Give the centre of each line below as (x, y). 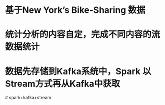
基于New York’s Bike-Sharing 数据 (75, 10)
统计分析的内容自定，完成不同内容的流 (83, 35)
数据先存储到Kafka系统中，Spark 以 (78, 71)
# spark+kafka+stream (28, 98)
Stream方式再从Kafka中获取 (63, 84)
